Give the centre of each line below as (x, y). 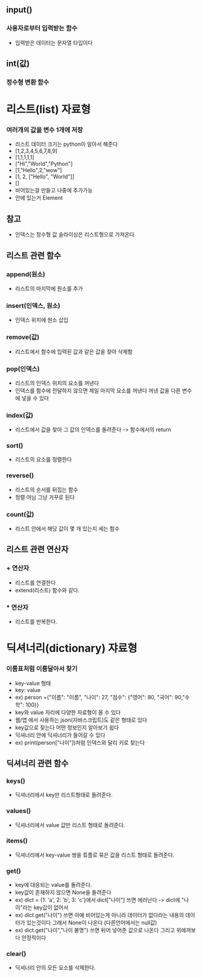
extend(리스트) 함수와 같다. (47, 590)
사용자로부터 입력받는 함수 (42, 28)
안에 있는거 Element (39, 198)
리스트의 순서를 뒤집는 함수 (46, 489)
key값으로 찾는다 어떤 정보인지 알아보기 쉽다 (67, 727)
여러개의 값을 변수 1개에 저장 (45, 130)
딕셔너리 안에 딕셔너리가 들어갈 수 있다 (60, 735)
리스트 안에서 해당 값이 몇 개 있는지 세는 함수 (67, 529)
